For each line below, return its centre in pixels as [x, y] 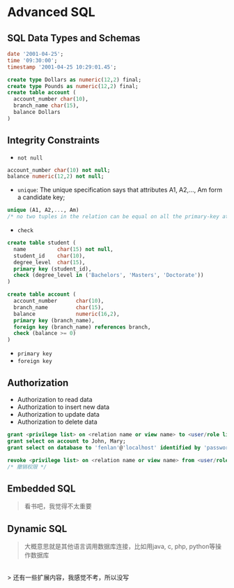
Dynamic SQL [37, 529]
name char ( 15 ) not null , [63, 249]
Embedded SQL [41, 488]
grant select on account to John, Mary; [67, 441]
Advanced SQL [51, 12]
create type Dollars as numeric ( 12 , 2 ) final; [74, 80]
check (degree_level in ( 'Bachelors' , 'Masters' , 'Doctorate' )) [109, 275]
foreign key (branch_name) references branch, [82, 327]
